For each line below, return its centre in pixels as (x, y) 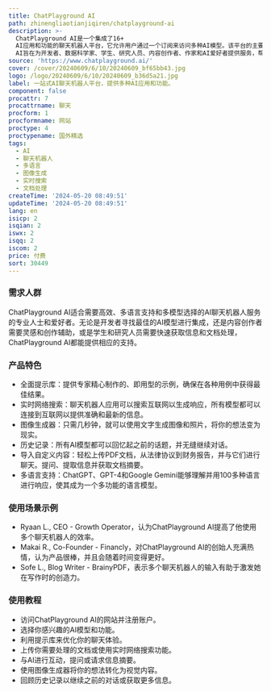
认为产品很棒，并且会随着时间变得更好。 (102, 557)
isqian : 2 (25, 226)
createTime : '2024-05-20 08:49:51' (68, 196)
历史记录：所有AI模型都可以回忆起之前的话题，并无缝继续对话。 (126, 445)
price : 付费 (27, 256)
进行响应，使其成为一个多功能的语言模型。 (91, 486)
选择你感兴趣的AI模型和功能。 (69, 629)
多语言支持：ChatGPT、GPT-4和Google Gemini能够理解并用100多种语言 (140, 475)
